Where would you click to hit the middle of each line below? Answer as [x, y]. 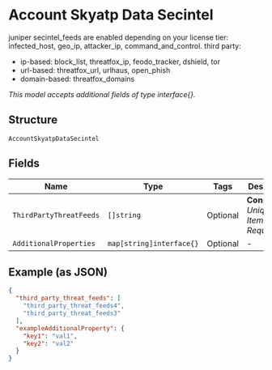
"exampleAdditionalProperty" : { [70, 328]
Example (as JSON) [58, 272]
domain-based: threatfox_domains [77, 79]
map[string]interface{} [153, 243]
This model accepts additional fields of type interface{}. [102, 94]
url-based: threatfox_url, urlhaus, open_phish [95, 70]
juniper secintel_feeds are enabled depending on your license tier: [119, 37]
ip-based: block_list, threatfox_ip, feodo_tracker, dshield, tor [120, 62]
